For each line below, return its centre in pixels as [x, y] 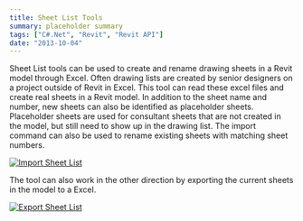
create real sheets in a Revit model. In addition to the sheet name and [138, 97]
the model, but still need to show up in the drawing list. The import [133, 126]
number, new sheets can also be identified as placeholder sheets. [132, 107]
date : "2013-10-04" [46, 43]
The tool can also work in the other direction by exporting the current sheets [151, 180]
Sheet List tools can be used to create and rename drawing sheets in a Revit [151, 69]
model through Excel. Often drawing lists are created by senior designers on [151, 78]
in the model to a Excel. [53, 189]
